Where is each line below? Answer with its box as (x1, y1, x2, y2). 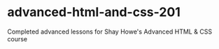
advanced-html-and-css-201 (7, 4, 181, 20)
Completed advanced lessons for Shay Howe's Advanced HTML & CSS (7, 27, 212, 36)
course (7, 34, 28, 43)
